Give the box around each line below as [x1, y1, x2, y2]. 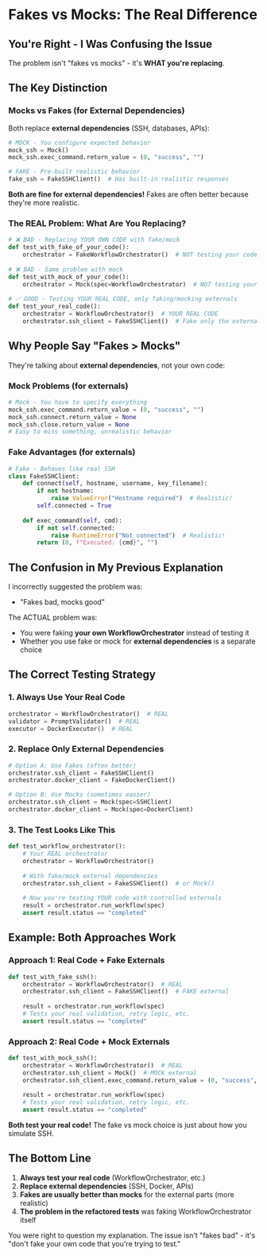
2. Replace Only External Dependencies [8, 744, 164, 755]
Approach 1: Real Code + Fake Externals [8, 955, 165, 966]
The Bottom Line [8, 1152, 91, 1165]
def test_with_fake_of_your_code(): [8, 243, 130, 251]
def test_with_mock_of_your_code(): [8, 273, 130, 281]
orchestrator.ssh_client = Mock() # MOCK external [22, 1068, 197, 1077]
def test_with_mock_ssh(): [8, 1054, 98, 1063]
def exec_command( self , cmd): [22, 516, 123, 524]
